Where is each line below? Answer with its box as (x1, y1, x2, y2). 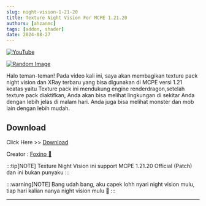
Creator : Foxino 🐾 (6, 150, 52, 158)
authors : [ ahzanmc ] (6, 20, 56, 26)
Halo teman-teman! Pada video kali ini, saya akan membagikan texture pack (6, 72, 198, 79)
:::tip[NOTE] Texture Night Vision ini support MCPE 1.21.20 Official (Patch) (6, 162, 193, 169)
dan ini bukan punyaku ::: (6, 169, 70, 176)
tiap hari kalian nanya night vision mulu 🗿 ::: (6, 187, 116, 194)
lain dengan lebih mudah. (6, 105, 71, 112)
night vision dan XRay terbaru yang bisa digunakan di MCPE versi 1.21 (6, 79, 183, 86)
